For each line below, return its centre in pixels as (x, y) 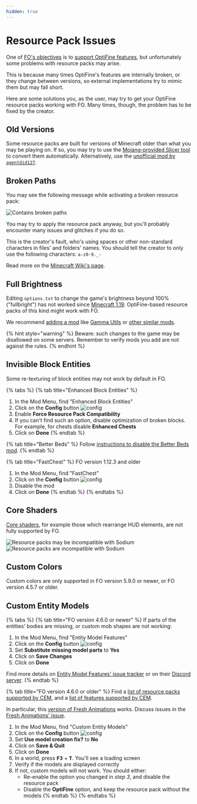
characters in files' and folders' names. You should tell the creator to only (95, 248)
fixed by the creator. (31, 111)
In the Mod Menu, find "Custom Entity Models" (71, 727)
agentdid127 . (21, 162)
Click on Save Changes (43, 656)
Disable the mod (34, 485)
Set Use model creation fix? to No (56, 739)
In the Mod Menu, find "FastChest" (57, 473)
